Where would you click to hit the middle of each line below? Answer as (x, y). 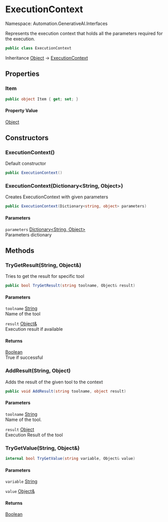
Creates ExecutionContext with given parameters (57, 197)
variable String (21, 481)
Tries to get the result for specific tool (45, 276)
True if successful (24, 357)
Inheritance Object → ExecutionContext (47, 58)
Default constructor (26, 164)
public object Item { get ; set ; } (42, 99)
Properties (22, 74)
